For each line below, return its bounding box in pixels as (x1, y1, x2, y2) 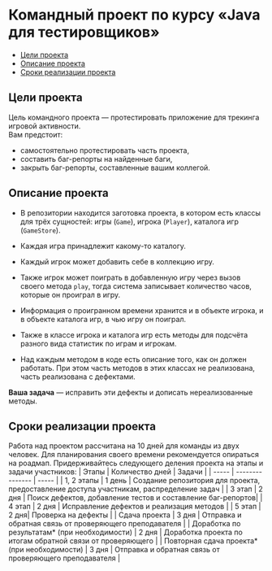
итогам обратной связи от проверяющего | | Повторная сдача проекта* (8, 536, 258, 546)
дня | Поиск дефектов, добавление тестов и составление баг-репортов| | (8, 493, 263, 503)
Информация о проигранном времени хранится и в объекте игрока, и (19, 305, 264, 315)
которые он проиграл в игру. (19, 290, 121, 299)
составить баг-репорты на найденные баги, (19, 154, 173, 163)
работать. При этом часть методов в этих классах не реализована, (19, 363, 256, 373)
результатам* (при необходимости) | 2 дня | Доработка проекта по (8, 527, 244, 538)
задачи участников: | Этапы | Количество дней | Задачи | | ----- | (8, 467, 235, 477)
